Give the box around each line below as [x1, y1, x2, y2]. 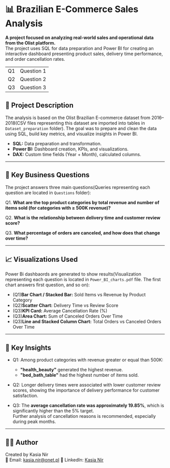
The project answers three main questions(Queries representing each [5, 184, 150, 190]
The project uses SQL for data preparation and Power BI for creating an [5, 45, 154, 51]
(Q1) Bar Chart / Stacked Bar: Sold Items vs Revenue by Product [12, 292, 146, 298]
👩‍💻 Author [5, 438, 38, 447]
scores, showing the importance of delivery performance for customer [12, 387, 160, 394]
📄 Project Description [5, 101, 74, 110]
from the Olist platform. [5, 40, 56, 46]
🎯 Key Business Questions [5, 171, 90, 179]
